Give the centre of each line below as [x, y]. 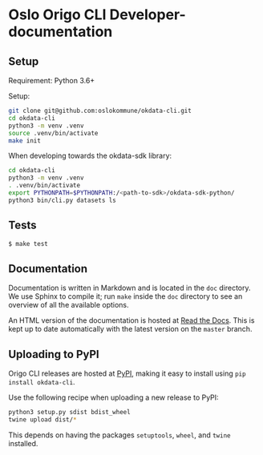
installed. [23, 443]
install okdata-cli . [42, 382]
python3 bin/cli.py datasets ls [62, 200]
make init [25, 141]
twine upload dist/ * [43, 419]
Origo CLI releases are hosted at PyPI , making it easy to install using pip [127, 373]
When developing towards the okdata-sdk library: [90, 156]
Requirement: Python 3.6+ [52, 81]
